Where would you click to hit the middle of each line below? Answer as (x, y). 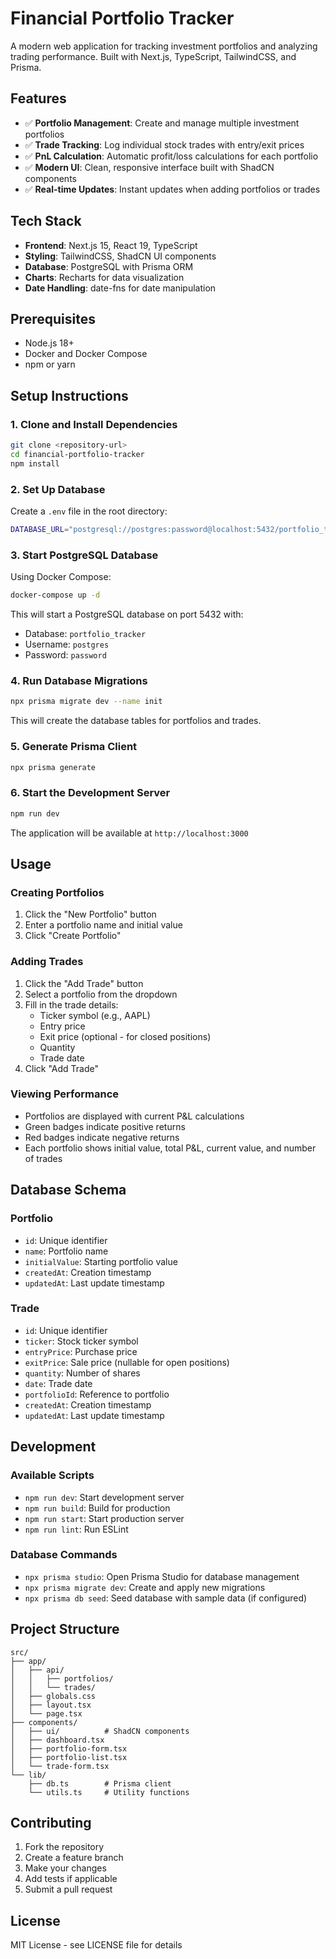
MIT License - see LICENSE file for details (96, 1945)
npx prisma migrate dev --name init (86, 702)
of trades (43, 1158)
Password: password (65, 655)
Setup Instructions (69, 395)
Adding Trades (47, 962)
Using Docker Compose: (61, 577)
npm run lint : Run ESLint (76, 1529)
